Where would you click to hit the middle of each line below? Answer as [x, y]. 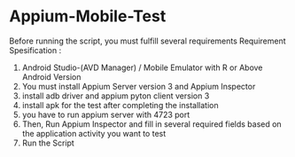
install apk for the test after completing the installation [120, 105]
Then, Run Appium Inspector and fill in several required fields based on [151, 124]
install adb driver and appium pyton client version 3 [116, 96]
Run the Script [48, 143]
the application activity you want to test [94, 133]
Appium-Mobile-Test [88, 16]
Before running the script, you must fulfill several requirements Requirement [147, 41]
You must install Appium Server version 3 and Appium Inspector [139, 86]
